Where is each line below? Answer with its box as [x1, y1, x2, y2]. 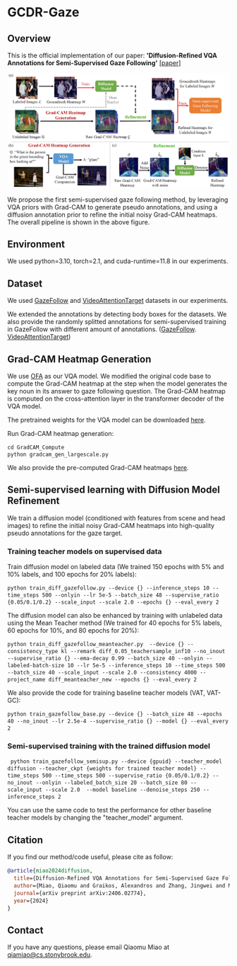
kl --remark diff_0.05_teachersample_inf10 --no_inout [61, 648, 226, 655]
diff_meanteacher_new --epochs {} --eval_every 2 [48, 677, 197, 684]
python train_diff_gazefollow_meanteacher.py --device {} [7, 641, 185, 648]
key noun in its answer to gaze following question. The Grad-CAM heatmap [7, 387, 226, 396]
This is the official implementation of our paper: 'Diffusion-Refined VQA [7, 51, 217, 59]
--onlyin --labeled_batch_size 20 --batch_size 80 [35, 779, 188, 786]
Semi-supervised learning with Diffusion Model [7, 484, 220, 496]
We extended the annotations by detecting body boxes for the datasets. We [7, 310, 227, 318]
